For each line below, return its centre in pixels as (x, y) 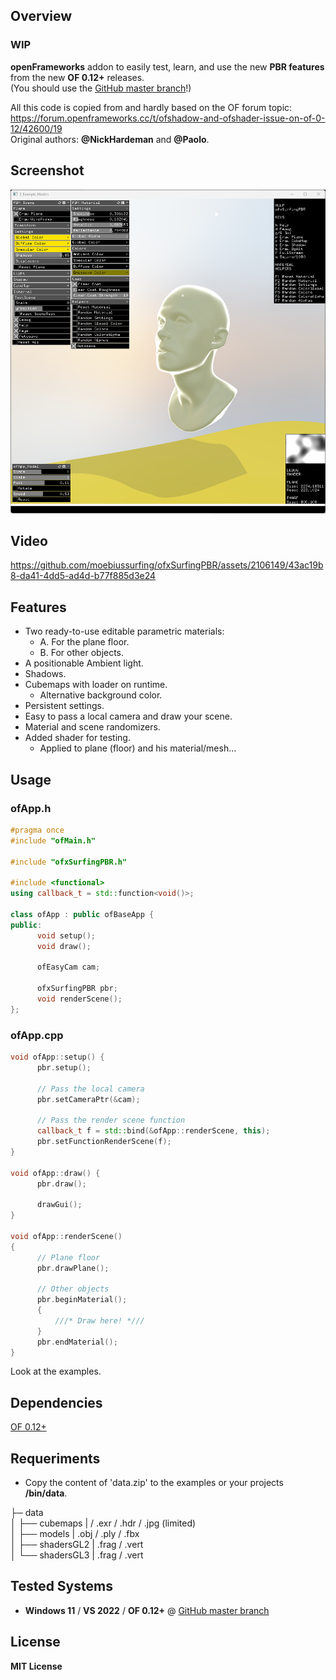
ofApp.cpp (37, 1035)
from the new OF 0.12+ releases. (77, 77)
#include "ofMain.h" (53, 840)
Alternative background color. (101, 695)
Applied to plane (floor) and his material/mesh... (138, 748)
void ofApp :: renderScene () (66, 1236)
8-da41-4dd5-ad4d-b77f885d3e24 (83, 576)
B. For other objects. (82, 653)
